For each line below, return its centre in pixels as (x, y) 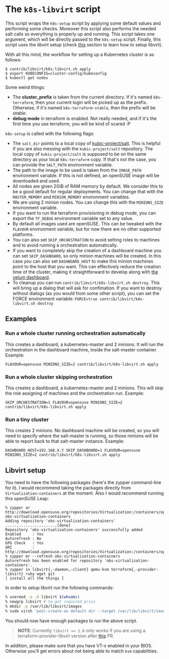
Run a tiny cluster (27, 420)
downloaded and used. (36, 181)
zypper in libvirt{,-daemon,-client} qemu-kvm (59, 570)
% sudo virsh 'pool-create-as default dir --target (60, 611)
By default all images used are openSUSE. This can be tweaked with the (87, 223)
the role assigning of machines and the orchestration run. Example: (75, 393)
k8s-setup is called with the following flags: (50, 133)
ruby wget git (40, 574)
